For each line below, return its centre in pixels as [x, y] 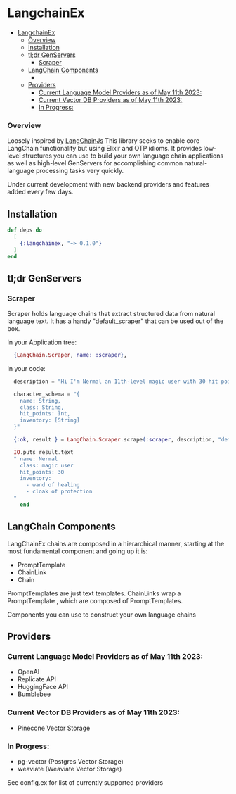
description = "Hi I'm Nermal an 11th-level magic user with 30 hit [116, 382]
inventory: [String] [50, 420]
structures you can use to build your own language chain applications [123, 156]
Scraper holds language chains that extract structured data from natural [111, 314]
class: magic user [47, 465]
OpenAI [28, 672]
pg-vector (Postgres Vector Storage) [71, 761]
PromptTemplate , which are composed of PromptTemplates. [95, 600]
